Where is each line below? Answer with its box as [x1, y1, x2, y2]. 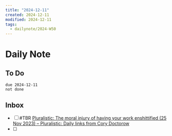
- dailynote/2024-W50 [10, 27, 56, 32]
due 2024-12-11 [5, 82, 38, 87]
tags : [5, 21, 17, 27]
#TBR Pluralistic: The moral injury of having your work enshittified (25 [19, 115, 167, 121]
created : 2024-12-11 [5, 12, 50, 17]
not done [5, 87, 24, 92]
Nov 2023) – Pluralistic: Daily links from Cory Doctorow [12, 120, 130, 126]
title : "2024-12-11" [5, 7, 50, 13]
